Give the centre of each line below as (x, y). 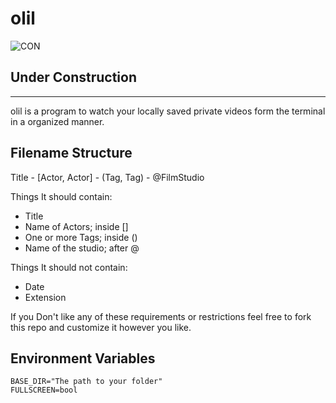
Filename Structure (71, 153)
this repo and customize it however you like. (101, 327)
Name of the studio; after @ (82, 248)
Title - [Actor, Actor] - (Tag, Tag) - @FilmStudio (107, 177)
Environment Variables (83, 358)
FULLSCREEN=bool (44, 390)
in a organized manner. (57, 121)
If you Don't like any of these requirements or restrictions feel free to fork (161, 316)
